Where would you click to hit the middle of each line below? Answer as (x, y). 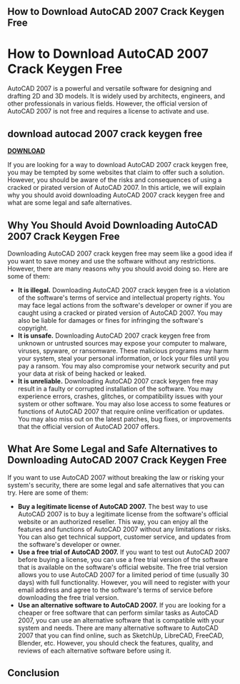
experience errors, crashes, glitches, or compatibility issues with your (120, 396)
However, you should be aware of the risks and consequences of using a (115, 180)
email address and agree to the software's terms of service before (115, 590)
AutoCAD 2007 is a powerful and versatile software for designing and (110, 89)
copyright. (33, 328)
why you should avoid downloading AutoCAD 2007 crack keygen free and (116, 195)
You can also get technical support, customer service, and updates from (124, 537)
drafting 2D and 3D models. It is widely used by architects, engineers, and (116, 96)
